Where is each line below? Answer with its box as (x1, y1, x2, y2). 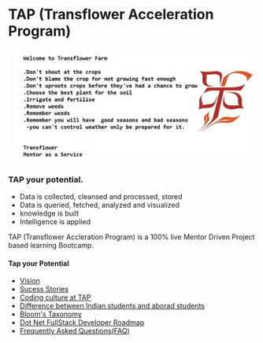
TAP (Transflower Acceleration (8, 6, 214, 24)
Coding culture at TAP (19, 293, 91, 302)
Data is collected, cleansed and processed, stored (19, 192, 183, 201)
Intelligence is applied (19, 217, 91, 227)
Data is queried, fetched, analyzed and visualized (19, 201, 180, 210)
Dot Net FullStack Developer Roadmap (19, 318, 144, 327)
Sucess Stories (19, 285, 69, 294)
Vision (19, 276, 41, 286)
